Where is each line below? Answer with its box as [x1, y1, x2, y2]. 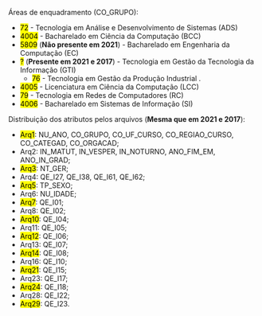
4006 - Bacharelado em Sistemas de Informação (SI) [19, 99, 194, 108]
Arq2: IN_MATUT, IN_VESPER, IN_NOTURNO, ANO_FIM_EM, [19, 147, 216, 156]
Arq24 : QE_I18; [19, 283, 69, 291]
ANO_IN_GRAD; [19, 155, 71, 165]
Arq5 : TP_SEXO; [19, 181, 73, 190]
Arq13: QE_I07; [19, 240, 68, 249]
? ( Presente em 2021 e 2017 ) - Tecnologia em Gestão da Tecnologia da [19, 57, 255, 66]
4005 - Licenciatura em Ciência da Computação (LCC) [19, 82, 199, 92]
